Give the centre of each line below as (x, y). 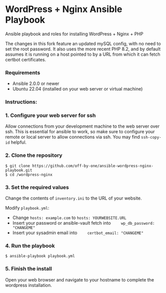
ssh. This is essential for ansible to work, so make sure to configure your (80, 132)
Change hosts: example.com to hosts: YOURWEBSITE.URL (69, 218)
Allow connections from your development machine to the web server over (82, 126)
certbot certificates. (26, 59)
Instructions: (21, 102)
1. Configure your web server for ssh (51, 116)
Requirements (23, 72)
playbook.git (19, 170)
